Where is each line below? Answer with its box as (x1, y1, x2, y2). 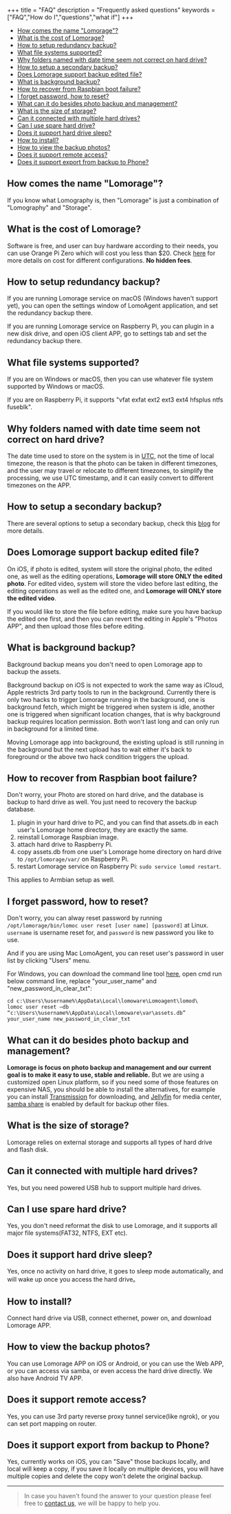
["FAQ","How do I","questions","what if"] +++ (7, 13, 134, 21)
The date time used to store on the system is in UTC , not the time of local (7, 452, 214, 460)
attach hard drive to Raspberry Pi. (16, 840, 113, 848)
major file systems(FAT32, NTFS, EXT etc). (7, 1229, 128, 1237)
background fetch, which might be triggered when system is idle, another (7, 703, 215, 711)
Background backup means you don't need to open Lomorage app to (7, 660, 203, 668)
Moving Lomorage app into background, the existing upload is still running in (7, 738, 224, 746)
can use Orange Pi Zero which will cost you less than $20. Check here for (7, 249, 216, 257)
